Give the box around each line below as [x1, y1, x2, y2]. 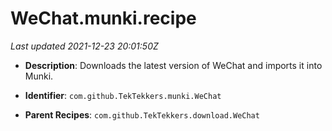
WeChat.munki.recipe [10, 7, 197, 30]
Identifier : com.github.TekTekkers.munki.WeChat [24, 89, 222, 101]
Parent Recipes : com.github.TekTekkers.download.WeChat [24, 108, 260, 121]
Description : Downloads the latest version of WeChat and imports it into [24, 59, 323, 71]
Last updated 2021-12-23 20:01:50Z [10, 40, 159, 52]
